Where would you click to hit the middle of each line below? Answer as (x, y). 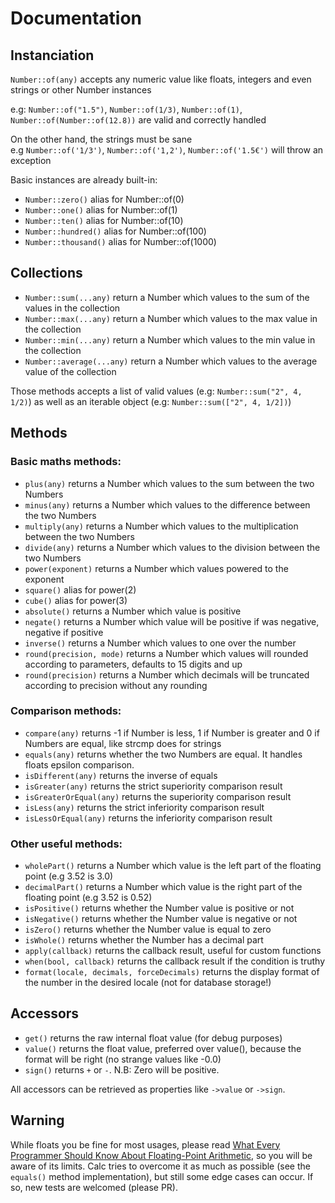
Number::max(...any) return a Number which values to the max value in (171, 318)
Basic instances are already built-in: (84, 180)
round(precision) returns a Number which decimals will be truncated (167, 674)
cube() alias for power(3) (76, 600)
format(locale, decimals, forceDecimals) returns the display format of (172, 972)
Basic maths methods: (66, 462)
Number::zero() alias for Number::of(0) (104, 199)
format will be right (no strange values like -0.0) (123, 1059)
